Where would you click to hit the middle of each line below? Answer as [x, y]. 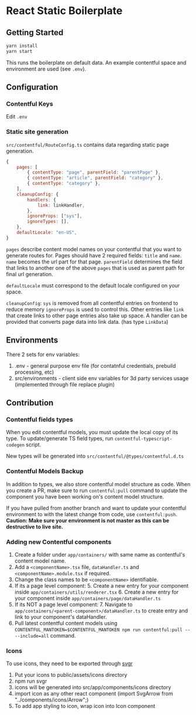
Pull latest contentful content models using [66, 623]
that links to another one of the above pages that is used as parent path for [95, 267]
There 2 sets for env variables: [43, 354]
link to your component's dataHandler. [61, 616]
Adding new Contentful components [59, 542]
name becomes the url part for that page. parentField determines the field [94, 262]
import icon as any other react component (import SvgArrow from [94, 694]
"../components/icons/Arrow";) [51, 700]
